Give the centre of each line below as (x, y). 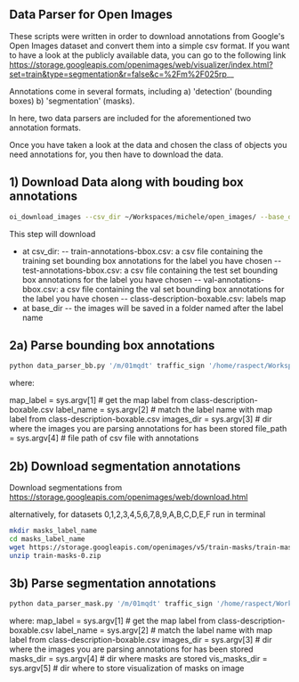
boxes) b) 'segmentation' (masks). (72, 101)
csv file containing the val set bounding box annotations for (175, 289)
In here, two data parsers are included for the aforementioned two (130, 118)
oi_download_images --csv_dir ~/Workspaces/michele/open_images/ (133, 217)
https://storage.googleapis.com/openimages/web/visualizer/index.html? (141, 64)
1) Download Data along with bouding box (126, 182)
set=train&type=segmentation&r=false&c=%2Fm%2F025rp (118, 74)
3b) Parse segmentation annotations (113, 583)
